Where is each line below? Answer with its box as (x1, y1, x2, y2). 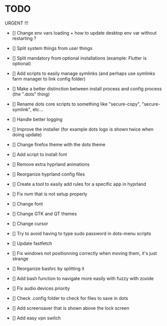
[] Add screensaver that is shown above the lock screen (12, 305, 129, 311)
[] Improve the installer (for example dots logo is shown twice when (12, 126, 154, 132)
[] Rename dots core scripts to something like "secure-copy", (12, 101, 141, 107)
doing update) (12, 131, 42, 138)
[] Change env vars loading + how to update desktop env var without (12, 30, 157, 36)
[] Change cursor (12, 220, 48, 227)
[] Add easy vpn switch (12, 315, 61, 321)
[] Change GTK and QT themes (12, 210, 77, 217)
